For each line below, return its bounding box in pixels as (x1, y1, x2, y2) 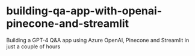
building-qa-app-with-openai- (6, 4, 162, 18)
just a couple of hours (6, 43, 61, 50)
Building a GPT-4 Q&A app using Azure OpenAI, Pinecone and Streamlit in (6, 36, 190, 43)
